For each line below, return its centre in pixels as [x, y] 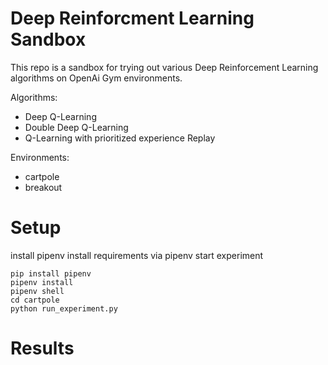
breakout [43, 187]
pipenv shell [37, 291]
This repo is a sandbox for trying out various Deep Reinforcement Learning [164, 67]
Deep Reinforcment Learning [132, 18]
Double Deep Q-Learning [76, 127]
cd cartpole [35, 300]
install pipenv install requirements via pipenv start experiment [137, 255]
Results [42, 348]
